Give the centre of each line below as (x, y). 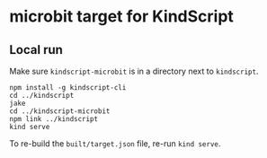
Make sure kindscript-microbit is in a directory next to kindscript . (134, 71)
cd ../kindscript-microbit (60, 111)
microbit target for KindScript (121, 17)
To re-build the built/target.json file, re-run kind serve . (115, 144)
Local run (36, 50)
